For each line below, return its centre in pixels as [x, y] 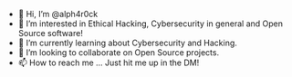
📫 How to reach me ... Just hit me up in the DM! [109, 63]
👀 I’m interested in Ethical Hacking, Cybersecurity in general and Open [151, 24]
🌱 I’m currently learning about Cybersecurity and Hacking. [127, 43]
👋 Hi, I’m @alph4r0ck [58, 14]
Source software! [51, 33]
